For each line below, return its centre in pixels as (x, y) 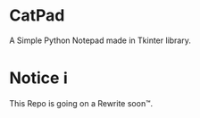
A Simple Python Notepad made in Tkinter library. (100, 40)
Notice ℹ (39, 78)
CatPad (37, 16)
